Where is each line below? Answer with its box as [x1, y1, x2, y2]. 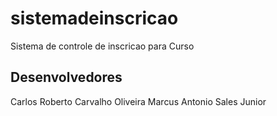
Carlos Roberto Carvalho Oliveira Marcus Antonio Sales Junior [10, 95, 267, 107]
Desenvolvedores [10, 69, 123, 86]
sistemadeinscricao [10, 7, 179, 30]
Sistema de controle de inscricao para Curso [10, 40, 195, 52]
